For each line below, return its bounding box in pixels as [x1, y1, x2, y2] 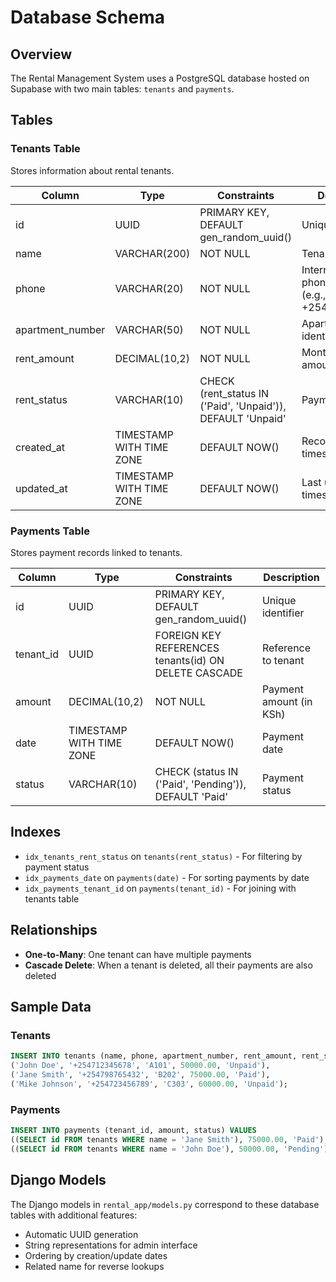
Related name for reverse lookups [24, 1260, 165, 1272]
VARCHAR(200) [114, 246, 191, 260]
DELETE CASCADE [154, 666, 243, 680]
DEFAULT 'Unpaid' [199, 411, 287, 425]
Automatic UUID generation [24, 1228, 139, 1240]
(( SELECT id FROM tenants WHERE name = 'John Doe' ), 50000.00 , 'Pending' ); [10, 1144, 333, 1154]
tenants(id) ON [154, 653, 225, 667]
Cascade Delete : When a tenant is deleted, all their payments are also [24, 959, 313, 971]
